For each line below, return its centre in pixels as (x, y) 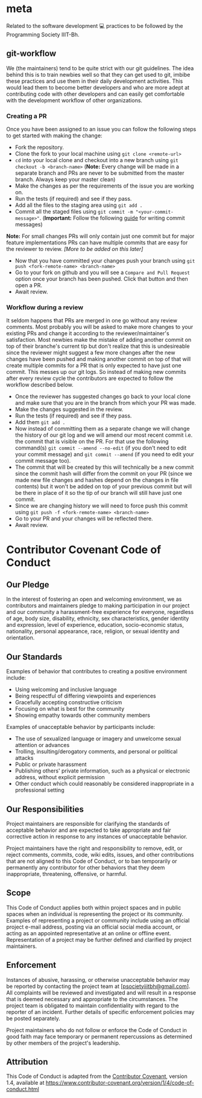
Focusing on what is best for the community (70, 709)
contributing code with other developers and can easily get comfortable (96, 94)
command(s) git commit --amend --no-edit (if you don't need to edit (101, 448)
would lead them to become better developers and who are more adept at (98, 87)
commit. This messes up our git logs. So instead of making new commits (96, 372)
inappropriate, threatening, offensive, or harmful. (67, 874)
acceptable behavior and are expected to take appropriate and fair (89, 830)
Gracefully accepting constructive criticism (68, 702)
